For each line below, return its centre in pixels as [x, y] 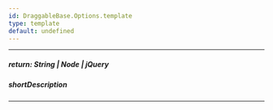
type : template [34, 23]
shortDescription [38, 85]
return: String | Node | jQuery [59, 64]
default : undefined [41, 31]
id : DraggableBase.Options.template [70, 16]
